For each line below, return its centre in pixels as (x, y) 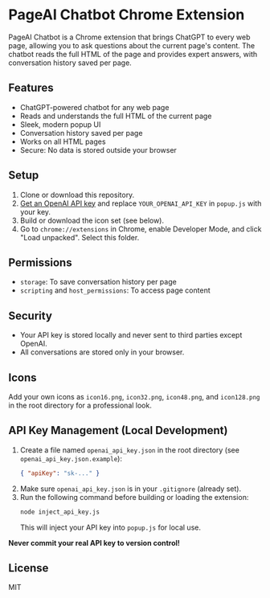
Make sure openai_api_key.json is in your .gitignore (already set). (131, 489)
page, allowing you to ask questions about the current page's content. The (132, 45)
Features (31, 88)
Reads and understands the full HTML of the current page (116, 116)
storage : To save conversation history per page (98, 282)
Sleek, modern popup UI (60, 124)
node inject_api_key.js (60, 512)
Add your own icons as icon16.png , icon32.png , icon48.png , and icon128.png (134, 397)
